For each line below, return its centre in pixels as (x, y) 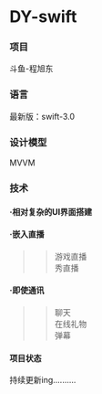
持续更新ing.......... (43, 380)
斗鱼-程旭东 (31, 69)
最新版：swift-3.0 (42, 116)
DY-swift (43, 17)
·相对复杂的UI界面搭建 (51, 211)
